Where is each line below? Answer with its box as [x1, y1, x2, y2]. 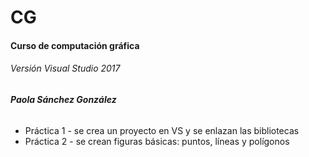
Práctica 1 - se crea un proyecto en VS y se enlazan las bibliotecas [24, 124, 300, 136]
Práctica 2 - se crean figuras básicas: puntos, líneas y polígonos [24, 135, 290, 147]
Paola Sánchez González [10, 93, 117, 105]
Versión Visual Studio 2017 [10, 62, 121, 75]
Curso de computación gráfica [10, 39, 140, 51]
